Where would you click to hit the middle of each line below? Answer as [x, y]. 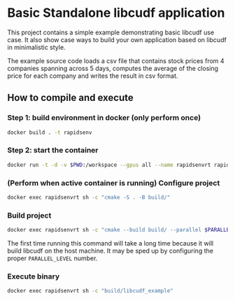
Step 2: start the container [53, 150]
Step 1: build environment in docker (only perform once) [104, 118]
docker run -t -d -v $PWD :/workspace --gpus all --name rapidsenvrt [109, 165]
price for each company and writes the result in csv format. [93, 76]
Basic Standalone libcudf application [116, 13]
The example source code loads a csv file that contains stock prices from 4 [116, 60]
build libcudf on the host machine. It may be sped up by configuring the [110, 251]
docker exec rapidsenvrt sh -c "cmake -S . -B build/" [89, 197]
